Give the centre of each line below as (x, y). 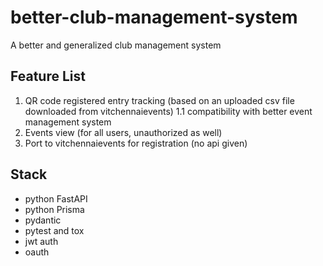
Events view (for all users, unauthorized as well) (123, 132)
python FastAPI (56, 198)
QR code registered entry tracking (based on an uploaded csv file (159, 100)
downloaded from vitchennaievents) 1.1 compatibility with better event (168, 111)
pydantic (43, 220)
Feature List (48, 76)
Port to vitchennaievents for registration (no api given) (136, 143)
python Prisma (54, 209)
